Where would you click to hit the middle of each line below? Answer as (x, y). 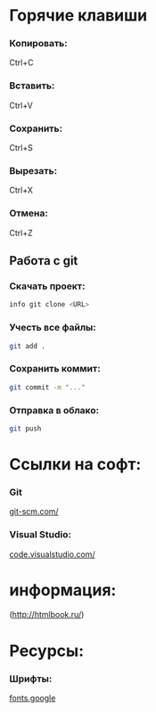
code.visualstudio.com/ (52, 554)
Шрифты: (31, 678)
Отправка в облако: (54, 410)
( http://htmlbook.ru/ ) (47, 615)
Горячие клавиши (78, 16)
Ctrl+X (21, 190)
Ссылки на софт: (75, 464)
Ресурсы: (47, 651)
